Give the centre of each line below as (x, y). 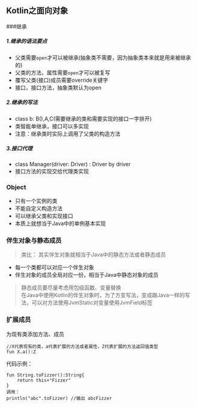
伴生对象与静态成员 (34, 240)
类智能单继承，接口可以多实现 (52, 126)
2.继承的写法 (22, 102)
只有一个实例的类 (36, 201)
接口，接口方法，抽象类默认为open (58, 87)
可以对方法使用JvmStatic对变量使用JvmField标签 (92, 303)
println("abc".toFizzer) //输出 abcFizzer (59, 398)
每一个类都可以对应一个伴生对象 (54, 267)
